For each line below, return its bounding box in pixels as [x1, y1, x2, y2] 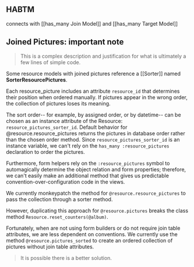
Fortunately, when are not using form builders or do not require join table [6, 224, 181, 231]
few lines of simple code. [20, 58, 81, 66]
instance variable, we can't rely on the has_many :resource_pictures [6, 142, 170, 149]
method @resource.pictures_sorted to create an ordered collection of [6, 237, 173, 244]
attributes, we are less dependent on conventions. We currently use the [6, 230, 178, 238]
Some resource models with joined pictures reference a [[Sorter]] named [6, 70, 181, 77]
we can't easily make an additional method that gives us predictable [6, 172, 169, 179]
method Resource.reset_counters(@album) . [6, 213, 109, 220]
